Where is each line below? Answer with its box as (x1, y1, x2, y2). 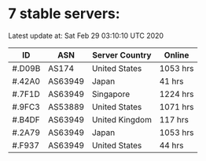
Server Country (91, 49, 152, 60)
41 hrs (159, 76, 184, 87)
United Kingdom (91, 114, 152, 125)
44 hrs (159, 140, 184, 151)
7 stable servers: (8, 5, 120, 23)
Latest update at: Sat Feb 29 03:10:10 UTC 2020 (8, 31, 164, 40)
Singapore (91, 88, 131, 99)
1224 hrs (159, 88, 194, 99)
